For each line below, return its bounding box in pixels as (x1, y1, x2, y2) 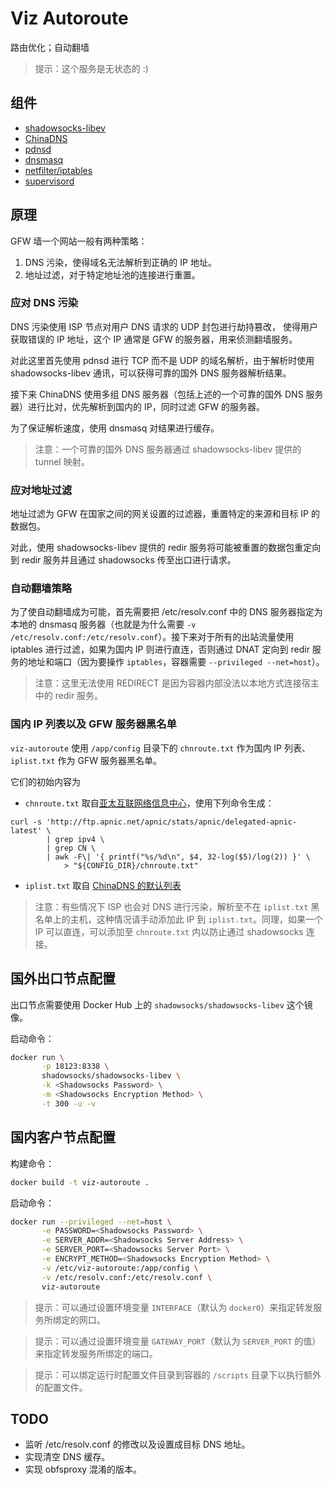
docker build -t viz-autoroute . (10, 1177, 150, 1187)
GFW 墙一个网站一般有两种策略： (10, 235, 148, 247)
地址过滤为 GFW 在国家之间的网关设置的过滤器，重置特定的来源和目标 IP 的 (10, 508, 320, 520)
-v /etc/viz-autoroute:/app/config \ (41, 1263, 199, 1273)
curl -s (10, 817, 43, 827)
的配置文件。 (34, 1381, 88, 1393)
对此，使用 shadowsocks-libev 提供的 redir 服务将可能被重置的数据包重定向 (10, 542, 322, 554)
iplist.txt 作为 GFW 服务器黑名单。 (10, 754, 162, 766)
